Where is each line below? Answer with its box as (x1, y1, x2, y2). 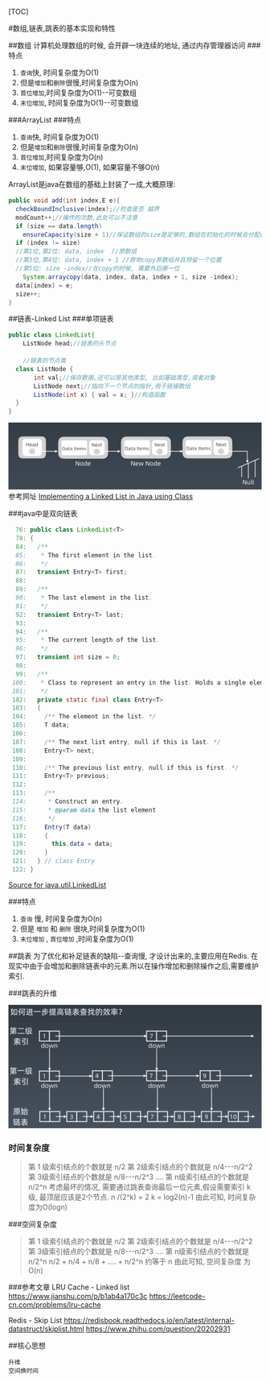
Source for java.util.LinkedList (8, 879, 107, 889)
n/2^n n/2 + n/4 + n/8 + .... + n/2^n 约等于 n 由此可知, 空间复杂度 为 (27, 1256, 252, 1267)
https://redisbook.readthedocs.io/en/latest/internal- (63, 1316, 235, 1326)
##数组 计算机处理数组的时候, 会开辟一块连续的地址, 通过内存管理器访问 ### (8, 40, 261, 50)
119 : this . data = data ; (11, 840, 113, 848)
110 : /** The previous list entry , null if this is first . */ (11, 763, 239, 772)
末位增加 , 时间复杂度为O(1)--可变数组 (19, 98, 139, 107)
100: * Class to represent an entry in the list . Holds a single (11, 678, 247, 687)
